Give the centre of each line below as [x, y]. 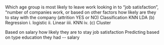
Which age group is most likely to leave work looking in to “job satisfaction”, [82, 7]
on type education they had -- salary [42, 37]
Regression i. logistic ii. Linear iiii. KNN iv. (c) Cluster [58, 22]
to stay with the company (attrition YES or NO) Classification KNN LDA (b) [80, 17]
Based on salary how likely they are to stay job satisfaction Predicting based [82, 32]
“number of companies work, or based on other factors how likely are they [81, 12]
